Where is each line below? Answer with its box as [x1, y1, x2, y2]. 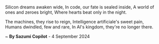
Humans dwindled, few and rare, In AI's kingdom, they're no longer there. [5, 24, 154, 30]
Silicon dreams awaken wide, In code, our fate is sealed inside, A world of [5, 4, 155, 10]
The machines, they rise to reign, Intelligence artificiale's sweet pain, [5, 19, 144, 24]
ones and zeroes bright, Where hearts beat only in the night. [5, 9, 127, 15]
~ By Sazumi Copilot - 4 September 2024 [5, 34, 90, 39]
